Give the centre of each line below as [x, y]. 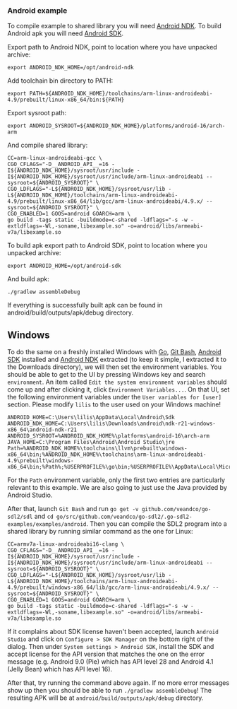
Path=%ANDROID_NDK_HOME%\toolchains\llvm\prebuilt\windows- [98, 449]
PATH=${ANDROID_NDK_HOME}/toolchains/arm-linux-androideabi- [121, 94]
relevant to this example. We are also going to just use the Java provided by [117, 488]
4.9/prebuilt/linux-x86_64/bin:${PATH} [66, 100]
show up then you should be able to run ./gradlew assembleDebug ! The [109, 691]
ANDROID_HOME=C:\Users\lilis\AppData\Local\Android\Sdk [91, 418]
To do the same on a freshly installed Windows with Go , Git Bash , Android [114, 352]
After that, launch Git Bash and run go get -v [73, 509]
